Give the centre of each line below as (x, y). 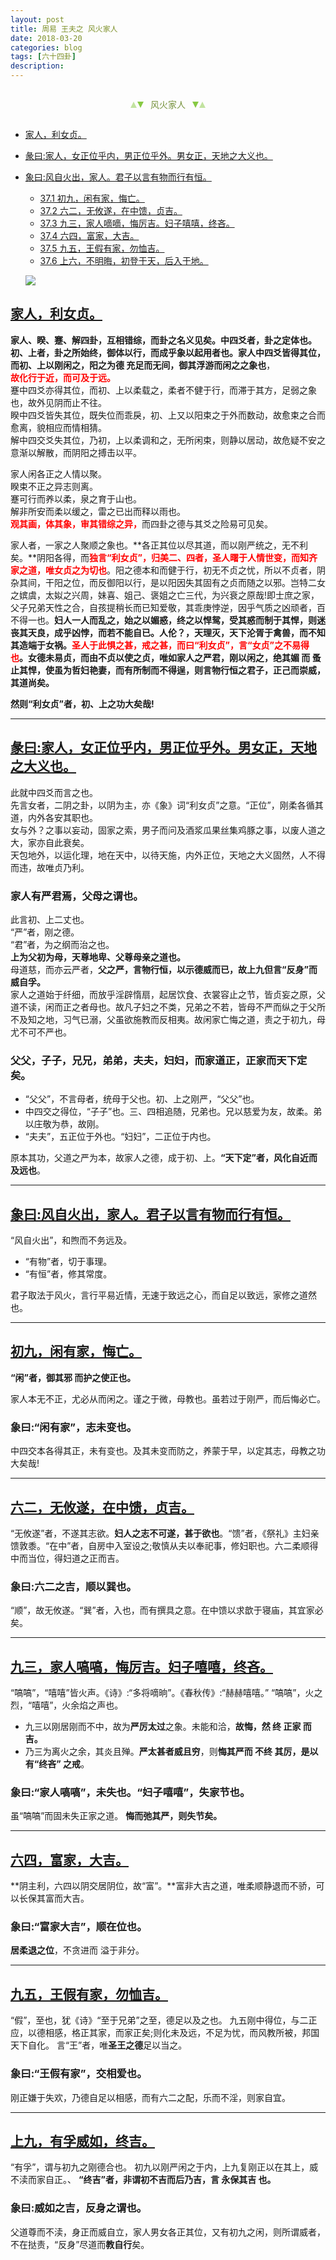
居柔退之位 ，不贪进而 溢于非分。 (77, 1950)
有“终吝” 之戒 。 (57, 1764)
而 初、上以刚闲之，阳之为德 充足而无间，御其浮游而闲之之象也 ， (143, 365)
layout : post (37, 19)
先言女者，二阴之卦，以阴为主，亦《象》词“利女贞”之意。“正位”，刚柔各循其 (167, 805)
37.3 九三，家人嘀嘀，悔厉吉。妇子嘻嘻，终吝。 (137, 223)
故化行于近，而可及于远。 (63, 377)
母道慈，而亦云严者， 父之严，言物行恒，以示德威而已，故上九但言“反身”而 (164, 969)
